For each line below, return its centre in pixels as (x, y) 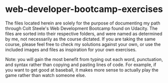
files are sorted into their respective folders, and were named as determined (84, 33)
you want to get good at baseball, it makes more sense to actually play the (82, 70)
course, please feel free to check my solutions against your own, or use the (83, 44)
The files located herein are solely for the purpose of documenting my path (83, 23)
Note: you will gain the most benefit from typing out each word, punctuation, (84, 59)
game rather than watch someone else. (46, 75)
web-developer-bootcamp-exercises (84, 9)
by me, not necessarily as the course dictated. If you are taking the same (80, 39)
